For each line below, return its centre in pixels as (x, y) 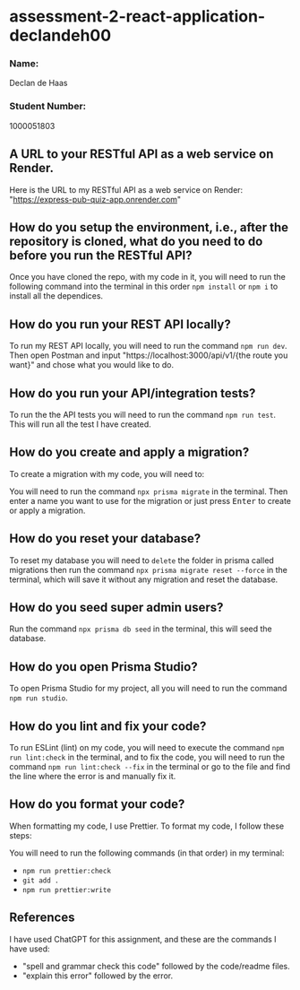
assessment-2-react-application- (137, 17)
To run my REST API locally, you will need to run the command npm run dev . (149, 346)
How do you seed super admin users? (116, 608)
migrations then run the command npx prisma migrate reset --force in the (149, 569)
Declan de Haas (39, 83)
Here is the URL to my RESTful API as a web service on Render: (126, 189)
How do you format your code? (97, 804)
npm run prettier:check (67, 871)
